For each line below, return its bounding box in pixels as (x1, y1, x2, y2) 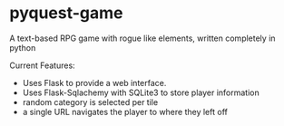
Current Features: (9, 60, 75, 71)
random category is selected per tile (22, 96, 159, 107)
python (9, 42, 36, 53)
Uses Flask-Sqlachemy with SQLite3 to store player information (22, 87, 260, 98)
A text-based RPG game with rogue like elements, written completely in (9, 33, 276, 44)
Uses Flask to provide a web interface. (22, 77, 167, 88)
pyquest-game (9, 3, 124, 24)
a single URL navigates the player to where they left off (22, 106, 229, 117)
